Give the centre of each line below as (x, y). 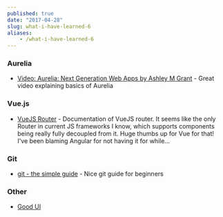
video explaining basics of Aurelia (65, 86)
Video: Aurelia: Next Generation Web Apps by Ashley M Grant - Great (116, 78)
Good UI (29, 207)
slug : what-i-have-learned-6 (49, 26)
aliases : (20, 33)
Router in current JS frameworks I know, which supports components (116, 126)
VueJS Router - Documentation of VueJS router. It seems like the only (116, 119)
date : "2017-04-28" (35, 20)
